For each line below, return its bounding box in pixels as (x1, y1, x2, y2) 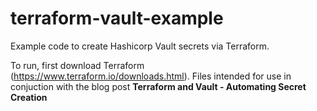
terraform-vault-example (10, 7, 224, 30)
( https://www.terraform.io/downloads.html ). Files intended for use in (10, 70, 292, 82)
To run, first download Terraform (10, 59, 145, 71)
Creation (10, 91, 48, 103)
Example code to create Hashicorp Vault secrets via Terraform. (10, 40, 270, 52)
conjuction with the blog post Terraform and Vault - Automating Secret (10, 80, 307, 92)
